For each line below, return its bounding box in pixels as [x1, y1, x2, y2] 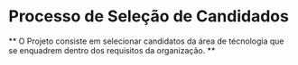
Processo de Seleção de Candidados [8, 6, 290, 27]
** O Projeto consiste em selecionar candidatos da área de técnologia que [8, 36, 284, 46]
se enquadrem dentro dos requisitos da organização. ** [8, 45, 216, 55]
